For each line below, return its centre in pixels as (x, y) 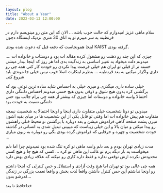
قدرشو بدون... (18, 176)
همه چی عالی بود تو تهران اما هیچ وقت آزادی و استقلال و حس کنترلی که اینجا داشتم (81, 166)
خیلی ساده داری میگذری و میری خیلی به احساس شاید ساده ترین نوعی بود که (75, 86)
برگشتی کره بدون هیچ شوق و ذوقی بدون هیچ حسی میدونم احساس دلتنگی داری (77, 91)
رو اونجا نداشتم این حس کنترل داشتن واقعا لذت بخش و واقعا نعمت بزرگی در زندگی (81, 171)
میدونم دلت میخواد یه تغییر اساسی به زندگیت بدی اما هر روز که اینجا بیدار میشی (77, 62)
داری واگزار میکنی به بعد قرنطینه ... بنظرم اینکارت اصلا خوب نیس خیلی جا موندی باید (82, 72)
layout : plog (19, 9)
